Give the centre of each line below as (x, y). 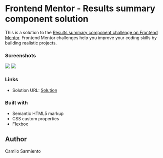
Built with (17, 103)
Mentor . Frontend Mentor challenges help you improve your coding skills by (81, 38)
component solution (47, 19)
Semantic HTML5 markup (38, 113)
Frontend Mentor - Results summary (80, 9)
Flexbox (20, 124)
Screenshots (20, 55)
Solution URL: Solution (35, 90)
